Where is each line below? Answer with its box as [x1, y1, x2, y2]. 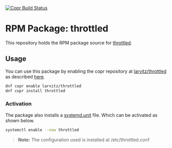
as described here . [5, 73, 45, 79]
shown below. [5, 117, 35, 123]
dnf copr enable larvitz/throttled [5, 83, 82, 89]
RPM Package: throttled [5, 23, 109, 34]
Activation [5, 100, 32, 108]
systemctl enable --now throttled [5, 127, 80, 133]
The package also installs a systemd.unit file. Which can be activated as [5, 112, 158, 118]
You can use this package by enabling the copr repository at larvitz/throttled [5, 68, 167, 74]
